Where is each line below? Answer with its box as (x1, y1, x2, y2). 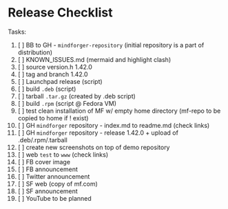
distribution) (17, 48, 53, 56)
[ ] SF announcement (17, 187, 78, 195)
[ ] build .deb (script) (17, 85, 76, 93)
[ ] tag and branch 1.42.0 (17, 70, 88, 78)
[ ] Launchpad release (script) (17, 77, 103, 85)
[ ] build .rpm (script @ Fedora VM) (17, 99, 116, 107)
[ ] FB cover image (17, 157, 71, 166)
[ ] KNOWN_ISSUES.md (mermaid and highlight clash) (17, 55, 172, 63)
